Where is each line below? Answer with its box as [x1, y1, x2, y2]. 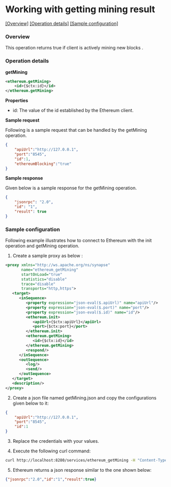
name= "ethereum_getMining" [21, 267, 79, 272]
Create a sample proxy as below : [12, 253, 83, 259]
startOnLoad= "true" [21, 272, 63, 277]
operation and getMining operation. [5, 243, 80, 249]
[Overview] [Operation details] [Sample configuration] [5, 20, 119, 26]
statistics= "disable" [21, 276, 67, 282]
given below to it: [12, 400, 49, 406]
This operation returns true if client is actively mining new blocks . [5, 45, 144, 51]
